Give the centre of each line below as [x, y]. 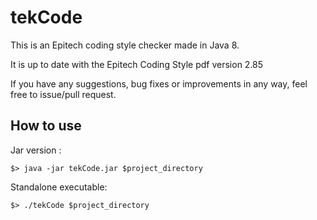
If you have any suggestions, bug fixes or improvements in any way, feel [159, 83]
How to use [46, 126]
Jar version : [36, 150]
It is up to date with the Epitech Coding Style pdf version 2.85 [137, 64]
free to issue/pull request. [63, 94]
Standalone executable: [59, 187]
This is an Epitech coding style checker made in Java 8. [125, 45]
